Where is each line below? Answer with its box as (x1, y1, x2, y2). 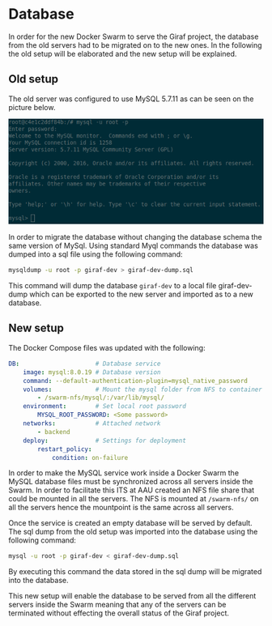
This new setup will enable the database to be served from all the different (8, 591, 257, 601)
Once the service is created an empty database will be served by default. (8, 518, 253, 528)
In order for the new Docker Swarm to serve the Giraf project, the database (8, 32, 259, 41)
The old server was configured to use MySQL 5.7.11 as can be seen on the (8, 94, 254, 104)
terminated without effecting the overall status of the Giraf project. (8, 608, 229, 618)
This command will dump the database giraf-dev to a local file (8, 281, 217, 291)
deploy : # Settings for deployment (23, 436, 186, 445)
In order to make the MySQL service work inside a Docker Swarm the (8, 468, 240, 478)
